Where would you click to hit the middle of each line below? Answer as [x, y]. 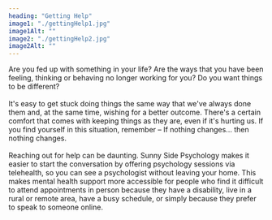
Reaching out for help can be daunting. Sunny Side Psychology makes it [129, 156]
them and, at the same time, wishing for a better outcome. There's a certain [135, 112]
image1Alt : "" [32, 31]
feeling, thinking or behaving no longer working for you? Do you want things [135, 78]
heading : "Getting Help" [50, 16]
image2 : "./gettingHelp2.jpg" [60, 39]
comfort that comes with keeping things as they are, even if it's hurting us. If [136, 121]
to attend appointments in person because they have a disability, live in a [130, 190]
